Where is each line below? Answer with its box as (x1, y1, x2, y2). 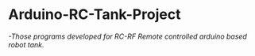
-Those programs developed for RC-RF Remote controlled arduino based (8, 32, 248, 41)
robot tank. (8, 39, 45, 49)
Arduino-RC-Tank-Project (8, 6, 181, 24)
